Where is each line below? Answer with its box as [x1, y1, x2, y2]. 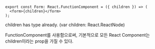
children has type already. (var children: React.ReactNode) [5, 22, 125, 28]
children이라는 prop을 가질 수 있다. [5, 38, 74, 44]
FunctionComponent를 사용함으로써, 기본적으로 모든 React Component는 [5, 32, 150, 38]
